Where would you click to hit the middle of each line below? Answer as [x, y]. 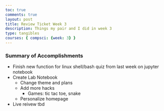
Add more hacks [37, 88]
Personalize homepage [44, 99]
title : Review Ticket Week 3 [36, 24]
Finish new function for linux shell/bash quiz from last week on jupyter [86, 67]
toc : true [16, 10]
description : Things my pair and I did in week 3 [59, 29]
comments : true [21, 15]
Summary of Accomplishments [44, 55]
